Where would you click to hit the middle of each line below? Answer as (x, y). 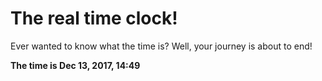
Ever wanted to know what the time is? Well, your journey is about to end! (161, 46)
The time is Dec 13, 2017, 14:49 (75, 65)
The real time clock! (94, 18)
